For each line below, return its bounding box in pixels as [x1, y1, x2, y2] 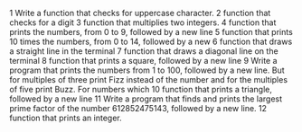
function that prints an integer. [9, 112, 122, 123]
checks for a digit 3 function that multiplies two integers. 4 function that [9, 17, 277, 28]
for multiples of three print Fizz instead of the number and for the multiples [9, 75, 288, 84]
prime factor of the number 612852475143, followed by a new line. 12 [9, 103, 268, 113]
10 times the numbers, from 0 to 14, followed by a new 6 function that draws [9, 36, 293, 47]
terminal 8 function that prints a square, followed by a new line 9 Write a [9, 56, 278, 66]
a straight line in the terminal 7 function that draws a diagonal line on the [9, 46, 278, 57]
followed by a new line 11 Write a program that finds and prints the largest [9, 93, 283, 104]
